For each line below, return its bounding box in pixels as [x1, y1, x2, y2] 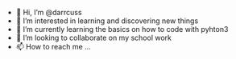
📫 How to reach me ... [15, 42, 91, 51]
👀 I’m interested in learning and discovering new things [15, 16, 199, 26]
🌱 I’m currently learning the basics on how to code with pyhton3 [15, 25, 229, 33]
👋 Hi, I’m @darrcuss [15, 8, 82, 17]
